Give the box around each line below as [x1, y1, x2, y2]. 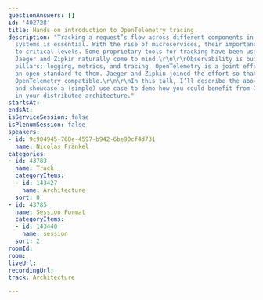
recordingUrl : [8, 266, 55, 274]
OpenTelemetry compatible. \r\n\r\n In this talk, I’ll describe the [15, 77, 240, 85]
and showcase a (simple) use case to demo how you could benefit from [15, 84, 250, 92]
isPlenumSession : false [8, 121, 86, 128]
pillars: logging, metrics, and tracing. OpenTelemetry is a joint [15, 63, 240, 70]
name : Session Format [15, 208, 86, 216]
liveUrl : [8, 259, 37, 267]
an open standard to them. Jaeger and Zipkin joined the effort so [15, 70, 240, 78]
